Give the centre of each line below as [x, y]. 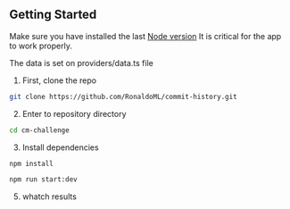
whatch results [50, 196]
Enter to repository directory [74, 113]
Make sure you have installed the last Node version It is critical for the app [145, 36]
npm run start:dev [43, 180]
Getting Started [53, 15]
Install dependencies [61, 147]
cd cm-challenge [39, 130]
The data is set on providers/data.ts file [81, 63]
